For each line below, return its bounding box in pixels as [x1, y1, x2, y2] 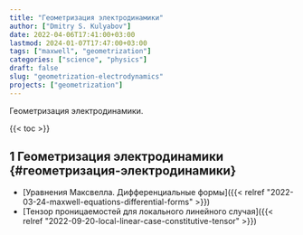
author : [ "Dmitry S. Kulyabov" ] [9, 22, 131, 31]
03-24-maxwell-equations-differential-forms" [22, 196, 194, 208]
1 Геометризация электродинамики [9, 149, 224, 164]
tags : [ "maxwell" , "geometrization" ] [9, 47, 152, 56]
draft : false [9, 64, 59, 73]
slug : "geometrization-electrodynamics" [9, 72, 165, 81]
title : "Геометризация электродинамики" [9, 13, 165, 23]
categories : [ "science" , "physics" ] [9, 55, 147, 64]
